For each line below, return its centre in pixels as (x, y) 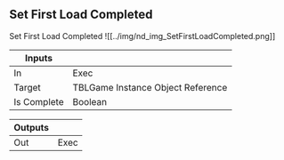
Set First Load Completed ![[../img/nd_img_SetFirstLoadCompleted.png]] (142, 36)
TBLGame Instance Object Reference (150, 87)
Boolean (90, 101)
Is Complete (39, 101)
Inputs (39, 58)
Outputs (31, 127)
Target (28, 87)
